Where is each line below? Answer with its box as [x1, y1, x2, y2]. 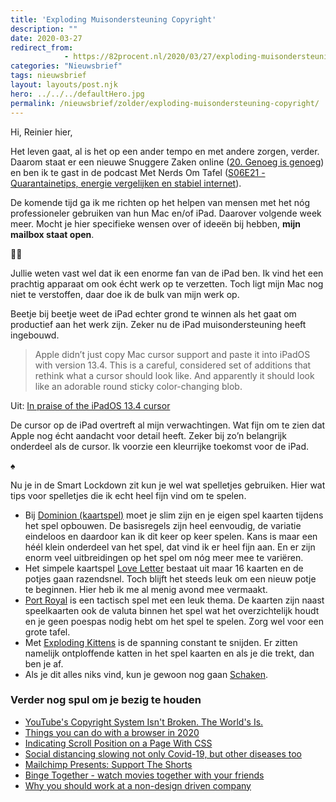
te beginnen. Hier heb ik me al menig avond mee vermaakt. [24, 583, 268, 595]
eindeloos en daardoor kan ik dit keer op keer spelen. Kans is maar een [24, 530, 318, 542]
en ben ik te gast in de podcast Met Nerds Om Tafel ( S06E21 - [10, 166, 266, 178]
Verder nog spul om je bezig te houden [10, 693, 202, 707]
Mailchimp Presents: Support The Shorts [24, 758, 193, 770]
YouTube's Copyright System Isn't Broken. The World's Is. [24, 716, 264, 728]
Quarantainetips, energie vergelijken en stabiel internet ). [10, 177, 242, 189]
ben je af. [24, 657, 64, 670]
